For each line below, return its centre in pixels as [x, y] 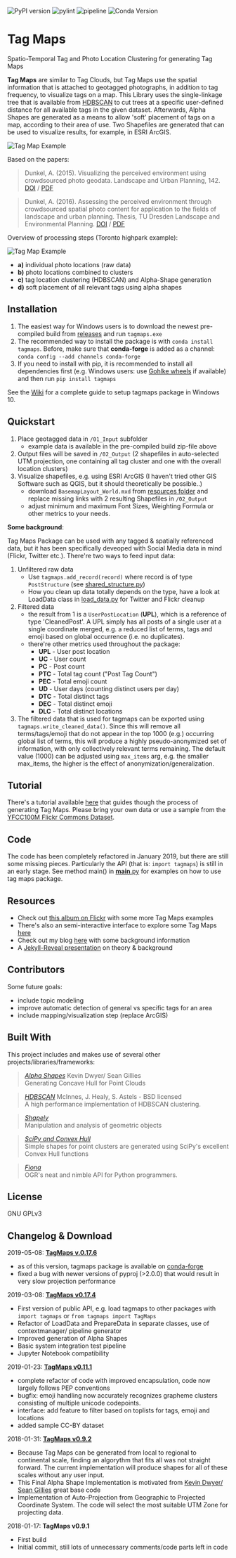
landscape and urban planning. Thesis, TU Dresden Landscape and [122, 216]
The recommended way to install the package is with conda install [115, 341]
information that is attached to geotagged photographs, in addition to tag [113, 87]
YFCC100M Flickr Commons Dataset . [61, 817]
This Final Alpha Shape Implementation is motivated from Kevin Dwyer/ [120, 1483]
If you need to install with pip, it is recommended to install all [105, 363]
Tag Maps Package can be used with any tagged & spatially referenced [110, 541]
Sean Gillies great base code [59, 1490]
